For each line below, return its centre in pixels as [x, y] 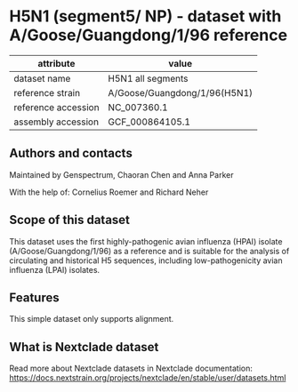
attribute [56, 63]
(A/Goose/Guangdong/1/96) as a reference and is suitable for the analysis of [149, 251]
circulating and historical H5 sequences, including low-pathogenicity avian [146, 260]
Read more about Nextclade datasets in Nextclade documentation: [131, 368]
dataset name [42, 78]
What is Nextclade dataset [84, 347]
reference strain [47, 92]
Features [34, 297]
